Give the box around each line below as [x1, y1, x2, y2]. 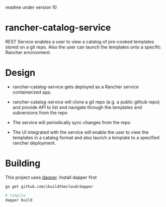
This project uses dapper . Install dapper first [5, 174, 97, 180]
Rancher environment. [5, 49, 51, 55]
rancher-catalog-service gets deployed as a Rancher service [12, 83, 139, 90]
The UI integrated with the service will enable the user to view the [12, 129, 149, 135]
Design [5, 67, 36, 79]
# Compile [5, 193, 26, 198]
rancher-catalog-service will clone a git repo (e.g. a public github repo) [12, 98, 160, 105]
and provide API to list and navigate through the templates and [12, 104, 142, 110]
